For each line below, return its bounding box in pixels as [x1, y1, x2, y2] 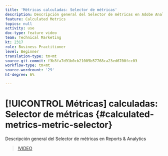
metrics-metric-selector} [5, 119, 112, 131]
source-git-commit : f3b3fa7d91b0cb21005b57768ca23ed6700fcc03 [5, 58, 137, 63]
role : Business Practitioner [5, 44, 66, 49]
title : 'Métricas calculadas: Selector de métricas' [5, 7, 117, 12]
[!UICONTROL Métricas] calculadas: [5, 98, 158, 110]
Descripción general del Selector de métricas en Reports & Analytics [5, 136, 146, 142]
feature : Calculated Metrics [5, 16, 66, 21]
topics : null [5, 21, 32, 26]
